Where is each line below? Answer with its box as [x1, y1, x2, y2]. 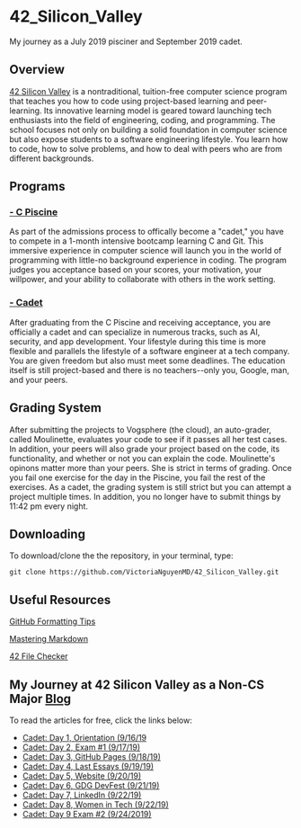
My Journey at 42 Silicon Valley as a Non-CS [9, 677, 265, 692]
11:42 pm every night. [9, 501, 88, 512]
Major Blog [9, 690, 72, 707]
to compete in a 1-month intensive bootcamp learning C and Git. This [9, 236, 264, 246]
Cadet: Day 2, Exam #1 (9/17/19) [22, 742, 141, 752]
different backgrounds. [9, 153, 94, 164]
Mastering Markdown [9, 634, 88, 645]
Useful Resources [9, 592, 111, 608]
